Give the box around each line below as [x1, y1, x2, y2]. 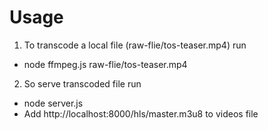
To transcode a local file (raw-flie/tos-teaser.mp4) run [23, 39, 247, 51]
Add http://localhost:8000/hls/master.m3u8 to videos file [23, 107, 259, 120]
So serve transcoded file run [23, 77, 142, 90]
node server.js [23, 97, 84, 109]
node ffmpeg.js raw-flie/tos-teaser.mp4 [23, 58, 188, 70]
